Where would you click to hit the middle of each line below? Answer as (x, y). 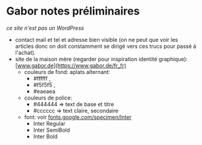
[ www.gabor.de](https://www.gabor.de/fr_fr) (70, 66)
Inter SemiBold (52, 130)
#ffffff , (42, 78)
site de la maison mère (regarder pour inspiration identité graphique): (101, 59)
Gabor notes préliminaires (73, 11)
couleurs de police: (48, 98)
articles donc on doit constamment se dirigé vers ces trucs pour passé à (106, 46)
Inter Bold (45, 136)
